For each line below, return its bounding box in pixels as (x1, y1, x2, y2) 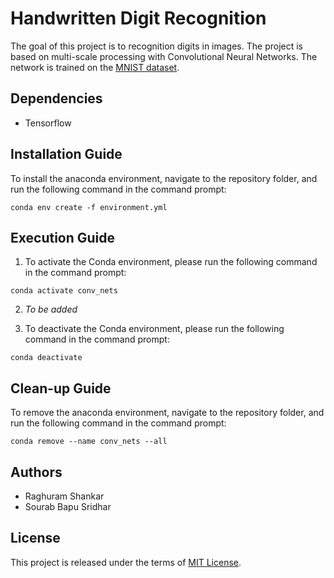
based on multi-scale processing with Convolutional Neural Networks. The (10, 50, 318, 62)
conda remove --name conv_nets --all (10, 437, 168, 447)
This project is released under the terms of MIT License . (10, 556, 242, 568)
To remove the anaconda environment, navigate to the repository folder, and (10, 407, 325, 419)
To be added (24, 303, 78, 316)
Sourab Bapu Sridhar (24, 501, 112, 512)
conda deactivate (10, 353, 83, 363)
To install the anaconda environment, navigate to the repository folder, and (10, 172, 318, 184)
